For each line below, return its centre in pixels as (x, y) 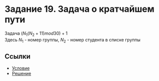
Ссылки (18, 56)
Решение (22, 74)
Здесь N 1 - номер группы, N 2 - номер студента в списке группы (73, 40)
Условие (21, 68)
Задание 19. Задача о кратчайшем (79, 9)
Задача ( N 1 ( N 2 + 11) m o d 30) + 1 (36, 34)
